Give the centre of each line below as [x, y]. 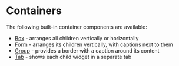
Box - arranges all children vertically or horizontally [77, 38]
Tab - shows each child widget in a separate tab [73, 57]
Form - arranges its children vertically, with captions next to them [94, 44]
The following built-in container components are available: [77, 27]
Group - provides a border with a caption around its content [87, 50]
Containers [34, 11]
